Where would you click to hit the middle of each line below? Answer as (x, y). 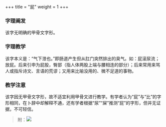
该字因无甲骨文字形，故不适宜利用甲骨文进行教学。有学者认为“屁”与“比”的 (81, 96)
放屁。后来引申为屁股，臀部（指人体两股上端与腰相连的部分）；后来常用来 (81, 64)
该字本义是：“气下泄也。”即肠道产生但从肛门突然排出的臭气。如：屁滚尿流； (83, 59)
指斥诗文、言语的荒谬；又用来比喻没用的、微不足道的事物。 (75, 71)
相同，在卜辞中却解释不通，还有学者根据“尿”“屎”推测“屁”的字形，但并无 (83, 103)
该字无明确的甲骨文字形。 (31, 33)
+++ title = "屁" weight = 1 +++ (37, 7)
